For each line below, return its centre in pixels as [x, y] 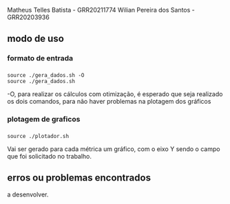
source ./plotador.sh [38, 137]
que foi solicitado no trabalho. [49, 157]
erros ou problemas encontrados [79, 178]
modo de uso [35, 39]
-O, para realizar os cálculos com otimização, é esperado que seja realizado [115, 94]
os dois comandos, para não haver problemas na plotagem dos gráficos [109, 102]
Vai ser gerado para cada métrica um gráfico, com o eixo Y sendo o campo [114, 149]
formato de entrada [40, 58]
